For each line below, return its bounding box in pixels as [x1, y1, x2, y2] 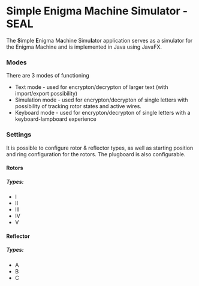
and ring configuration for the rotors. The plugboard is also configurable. [6, 150, 186, 157]
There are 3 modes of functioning [6, 72, 90, 79]
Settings [6, 130, 32, 139]
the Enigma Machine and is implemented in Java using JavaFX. [6, 43, 162, 50]
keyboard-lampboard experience [14, 115, 97, 123]
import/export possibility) [14, 90, 78, 97]
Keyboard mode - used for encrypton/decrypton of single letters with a [14, 109, 191, 117]
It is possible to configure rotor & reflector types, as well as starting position [6, 144, 194, 151]
